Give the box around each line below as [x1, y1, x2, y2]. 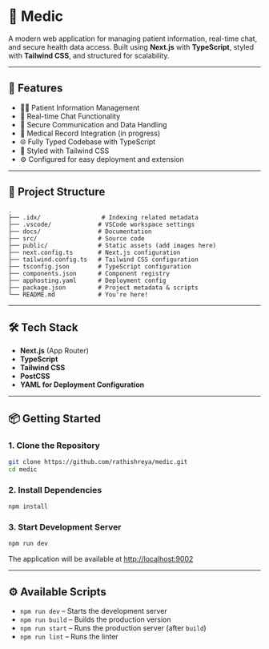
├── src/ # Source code [8, 234, 146, 243]
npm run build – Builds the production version [19, 615, 171, 624]
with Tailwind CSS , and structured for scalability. [8, 50, 170, 60]
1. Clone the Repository [8, 440, 100, 451]
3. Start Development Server [8, 521, 122, 532]
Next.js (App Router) [19, 346, 90, 356]
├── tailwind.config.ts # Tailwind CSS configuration [8, 256, 199, 264]
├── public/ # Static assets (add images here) [8, 241, 217, 249]
